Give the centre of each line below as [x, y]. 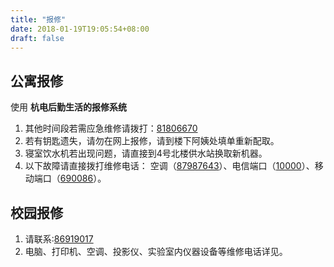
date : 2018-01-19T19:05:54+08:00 [80, 29]
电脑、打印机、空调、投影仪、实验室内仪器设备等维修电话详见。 [156, 251]
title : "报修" [38, 19]
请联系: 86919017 [59, 239]
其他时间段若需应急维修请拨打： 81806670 [111, 128]
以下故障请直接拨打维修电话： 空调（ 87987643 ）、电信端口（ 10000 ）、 [169, 166]
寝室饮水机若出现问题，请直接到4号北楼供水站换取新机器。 [146, 153]
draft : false [37, 38]
